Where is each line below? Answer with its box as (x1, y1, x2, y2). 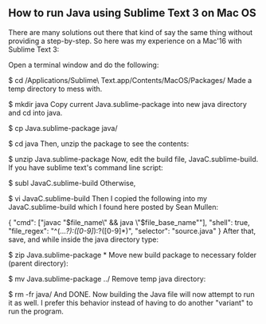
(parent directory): (8, 259, 69, 268)
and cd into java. (8, 108, 63, 117)
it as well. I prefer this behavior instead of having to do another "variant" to (8, 298, 253, 307)
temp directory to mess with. (8, 84, 103, 93)
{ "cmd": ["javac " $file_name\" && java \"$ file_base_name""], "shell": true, (8, 217, 250, 227)
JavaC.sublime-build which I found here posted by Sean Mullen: (8, 202, 219, 211)
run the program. (8, 306, 64, 316)
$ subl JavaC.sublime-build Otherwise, (8, 178, 136, 188)
